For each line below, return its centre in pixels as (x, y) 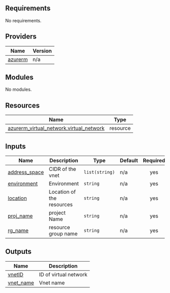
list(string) (99, 172)
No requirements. (24, 20)
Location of (62, 192)
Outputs (18, 252)
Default (129, 161)
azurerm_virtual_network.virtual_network (56, 128)
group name (63, 234)
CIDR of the (62, 169)
